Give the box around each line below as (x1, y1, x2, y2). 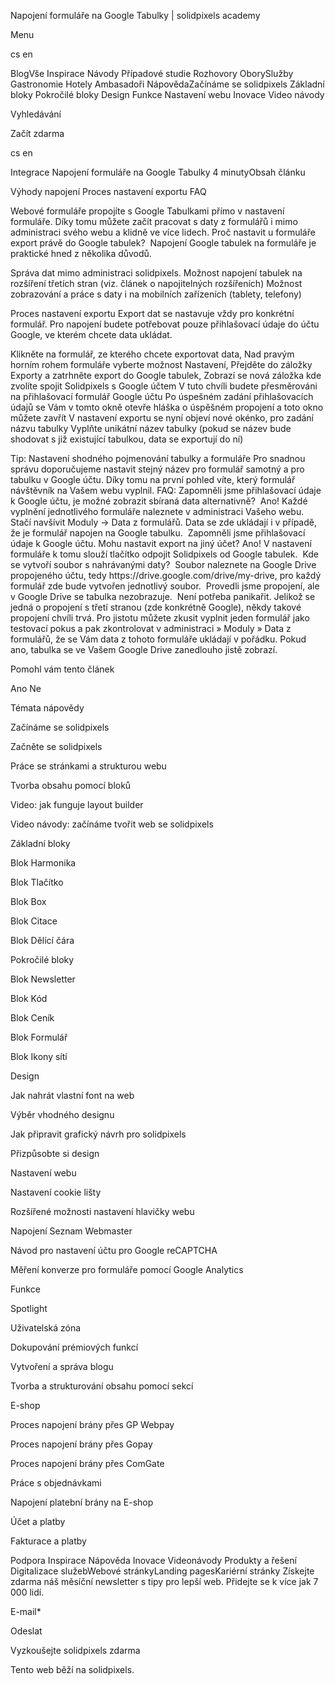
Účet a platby (10, 1516, 66, 1527)
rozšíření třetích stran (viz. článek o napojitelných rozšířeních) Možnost (10, 278, 303, 289)
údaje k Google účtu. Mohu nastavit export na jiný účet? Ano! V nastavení (10, 538, 312, 549)
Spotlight (10, 1303, 48, 1314)
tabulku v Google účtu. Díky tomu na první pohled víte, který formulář (10, 474, 296, 485)
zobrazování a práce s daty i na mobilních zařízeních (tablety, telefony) (10, 288, 302, 300)
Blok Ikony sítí (10, 1051, 68, 1062)
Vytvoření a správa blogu (10, 1361, 114, 1372)
